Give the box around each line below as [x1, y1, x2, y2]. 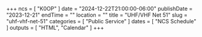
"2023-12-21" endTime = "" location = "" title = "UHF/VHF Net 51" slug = [6, 11, 188, 18]
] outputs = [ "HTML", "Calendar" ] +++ [6, 24, 104, 31]
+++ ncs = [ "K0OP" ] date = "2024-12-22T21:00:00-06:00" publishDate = [6, 5, 193, 12]
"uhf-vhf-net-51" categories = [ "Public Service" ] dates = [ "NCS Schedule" [6, 18, 197, 24]
